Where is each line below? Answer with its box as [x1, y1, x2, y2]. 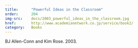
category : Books [5, 25, 42, 30]
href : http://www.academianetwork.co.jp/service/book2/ [5, 20, 134, 26]
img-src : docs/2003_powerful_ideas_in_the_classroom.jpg [5, 16, 130, 21]
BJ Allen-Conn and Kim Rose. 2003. [5, 38, 77, 44]
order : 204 [5, 12, 38, 16]
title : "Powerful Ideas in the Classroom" [5, 7, 103, 12]
